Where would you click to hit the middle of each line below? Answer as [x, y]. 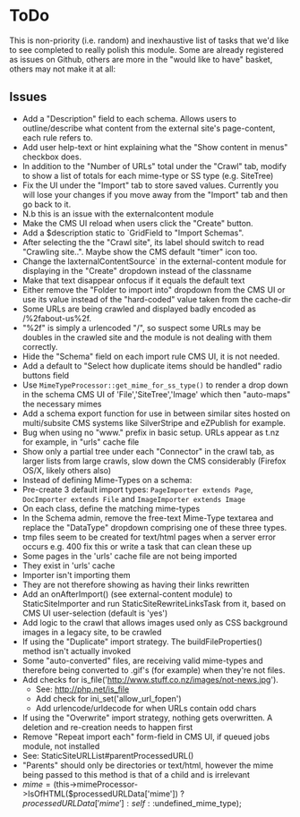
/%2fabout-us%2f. [57, 318]
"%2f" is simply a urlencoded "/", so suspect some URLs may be [141, 328]
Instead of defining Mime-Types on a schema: [107, 480]
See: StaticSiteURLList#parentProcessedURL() [108, 755]
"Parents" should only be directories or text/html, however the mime [148, 765]
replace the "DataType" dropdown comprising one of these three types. [154, 527]
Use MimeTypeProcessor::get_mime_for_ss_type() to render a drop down [155, 385]
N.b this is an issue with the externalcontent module [118, 213]
